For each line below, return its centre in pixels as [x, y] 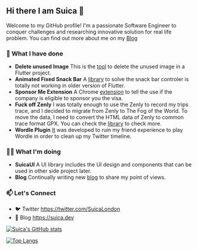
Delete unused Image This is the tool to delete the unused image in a [100, 67]
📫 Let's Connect [31, 193]
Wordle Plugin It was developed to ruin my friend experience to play [99, 130]
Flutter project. [33, 73]
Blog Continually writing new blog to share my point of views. [90, 177]
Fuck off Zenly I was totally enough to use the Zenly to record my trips [102, 104]
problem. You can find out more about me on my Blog [72, 38]
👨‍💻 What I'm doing [34, 152]
